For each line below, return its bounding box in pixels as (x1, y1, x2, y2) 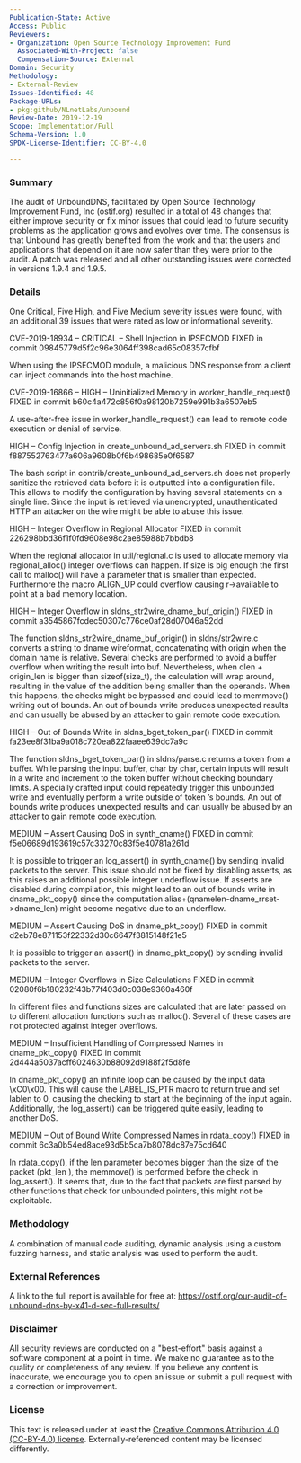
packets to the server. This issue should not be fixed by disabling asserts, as (9, 864, 292, 876)
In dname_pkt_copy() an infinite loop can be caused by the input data (9, 1075, 266, 1086)
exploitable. (9, 1195, 52, 1206)
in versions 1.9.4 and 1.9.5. (9, 263, 107, 274)
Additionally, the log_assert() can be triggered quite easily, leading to (9, 1103, 264, 1114)
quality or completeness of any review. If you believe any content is (9, 1362, 259, 1373)
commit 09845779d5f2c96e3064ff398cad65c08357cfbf (9, 342, 220, 353)
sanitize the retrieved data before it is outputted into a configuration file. (9, 477, 276, 488)
